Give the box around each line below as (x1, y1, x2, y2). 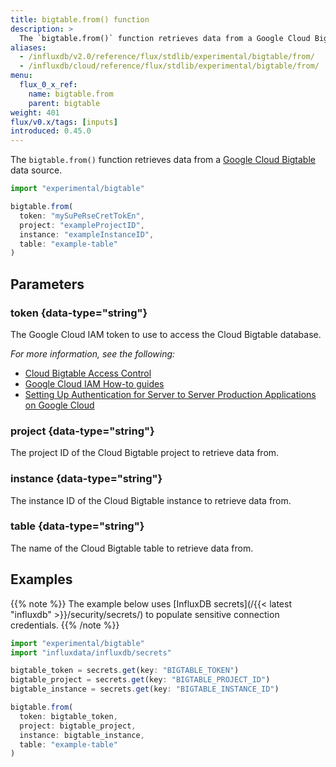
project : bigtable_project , (19, 721, 137, 731)
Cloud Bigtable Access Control (24, 367, 152, 379)
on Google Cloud (24, 399, 95, 411)
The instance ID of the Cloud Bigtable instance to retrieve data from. (10, 494, 292, 506)
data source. (10, 164, 63, 176)
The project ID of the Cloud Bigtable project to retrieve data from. (10, 447, 280, 459)
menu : (10, 71, 33, 81)
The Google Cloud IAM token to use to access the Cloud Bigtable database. (10, 328, 322, 340)
